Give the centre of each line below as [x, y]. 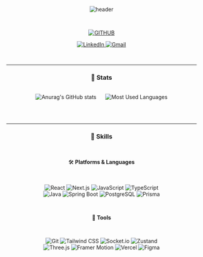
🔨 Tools [101, 217]
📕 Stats [101, 77]
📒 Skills [101, 137]
